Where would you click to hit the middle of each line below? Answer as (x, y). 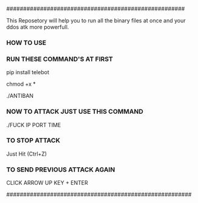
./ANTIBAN (20, 96)
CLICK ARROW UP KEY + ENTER (47, 183)
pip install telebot (28, 72)
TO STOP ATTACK (33, 140)
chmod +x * (21, 84)
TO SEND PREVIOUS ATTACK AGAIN (61, 170)
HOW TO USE (26, 43)
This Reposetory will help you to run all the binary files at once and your (96, 20)
